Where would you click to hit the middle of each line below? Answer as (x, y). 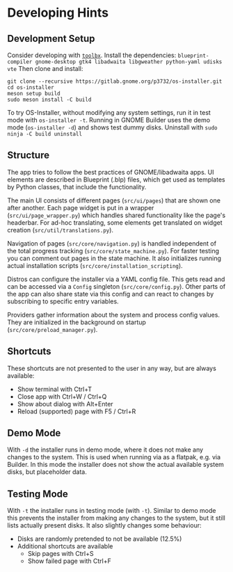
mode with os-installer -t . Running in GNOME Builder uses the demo (109, 120)
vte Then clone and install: (45, 69)
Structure (29, 156)
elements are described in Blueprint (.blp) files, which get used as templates (116, 180)
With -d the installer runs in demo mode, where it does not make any (105, 450)
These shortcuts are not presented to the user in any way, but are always (112, 368)
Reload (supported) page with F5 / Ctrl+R (77, 411)
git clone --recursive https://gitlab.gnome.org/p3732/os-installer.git (115, 81)
